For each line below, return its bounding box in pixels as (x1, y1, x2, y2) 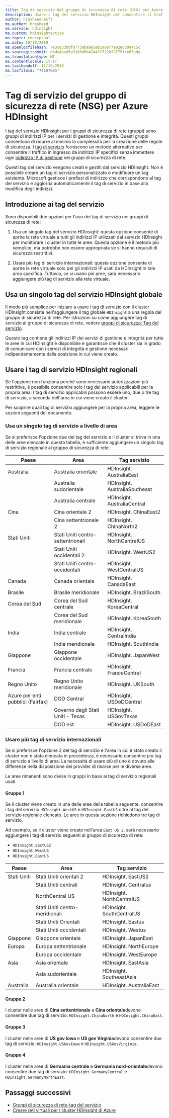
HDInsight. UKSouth (107, 680, 154, 687)
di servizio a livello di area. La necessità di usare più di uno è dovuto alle (5, 758, 155, 764)
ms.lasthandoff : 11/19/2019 (5, 63, 64, 68)
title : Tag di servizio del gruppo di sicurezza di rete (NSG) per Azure (5, 7, 163, 13)
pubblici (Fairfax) (8, 698, 48, 705)
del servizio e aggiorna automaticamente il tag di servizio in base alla (5, 180, 148, 186)
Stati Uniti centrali (35, 881, 78, 888)
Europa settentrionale (35, 943, 87, 950)
